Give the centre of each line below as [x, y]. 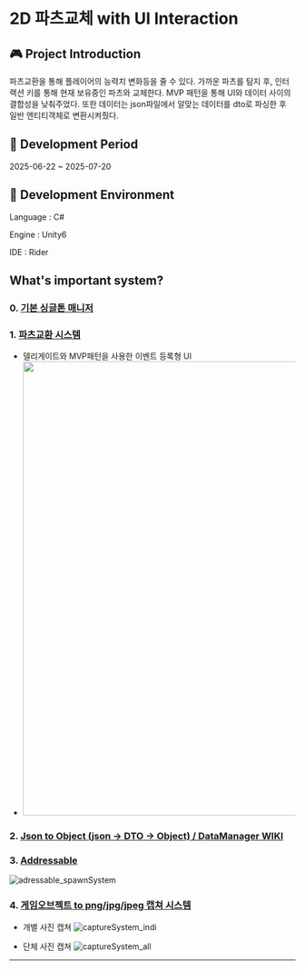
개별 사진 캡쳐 [47, 926]
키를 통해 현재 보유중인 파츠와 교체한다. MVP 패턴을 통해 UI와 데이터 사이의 [158, 93]
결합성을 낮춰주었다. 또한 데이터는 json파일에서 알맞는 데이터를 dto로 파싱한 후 [148, 104]
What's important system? [87, 281]
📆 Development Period [74, 145]
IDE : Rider [29, 252]
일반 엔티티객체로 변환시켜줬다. [64, 115]
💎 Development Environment [92, 195]
